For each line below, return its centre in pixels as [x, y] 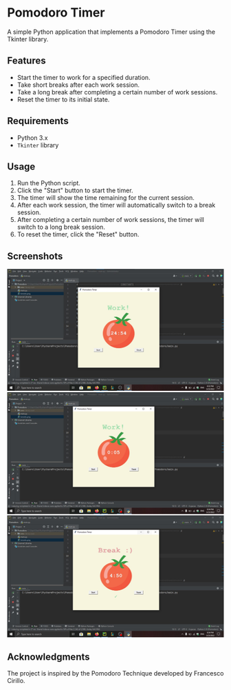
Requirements [38, 121]
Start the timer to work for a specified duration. [84, 77]
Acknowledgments [49, 657]
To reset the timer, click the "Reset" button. [78, 234]
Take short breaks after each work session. [78, 85]
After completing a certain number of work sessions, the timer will [110, 220]
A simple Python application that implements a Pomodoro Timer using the [111, 32]
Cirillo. [16, 681]
